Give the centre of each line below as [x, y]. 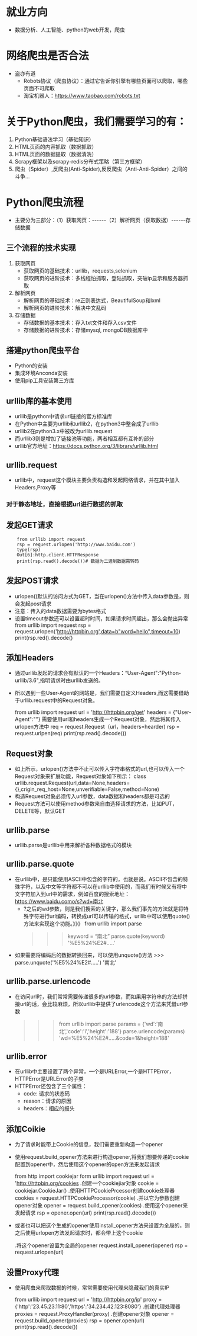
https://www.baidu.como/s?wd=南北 [59, 901]
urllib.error [27, 1056]
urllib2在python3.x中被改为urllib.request [63, 431]
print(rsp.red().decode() [44, 637]
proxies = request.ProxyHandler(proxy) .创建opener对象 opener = [94, 1314]
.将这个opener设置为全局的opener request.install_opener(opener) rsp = [101, 1245]
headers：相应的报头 [49, 1108]
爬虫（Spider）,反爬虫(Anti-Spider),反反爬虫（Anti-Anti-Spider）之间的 [101, 169]
